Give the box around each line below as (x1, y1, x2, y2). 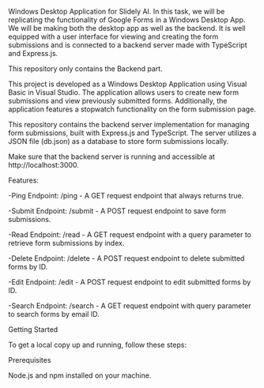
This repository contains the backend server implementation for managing (8, 120, 251, 129)
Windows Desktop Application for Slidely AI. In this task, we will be (8, 7, 225, 16)
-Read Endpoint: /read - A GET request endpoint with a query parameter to (8, 230, 251, 239)
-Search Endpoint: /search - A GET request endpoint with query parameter (8, 301, 251, 311)
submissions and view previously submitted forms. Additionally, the (8, 96, 228, 105)
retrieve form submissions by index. (8, 239, 125, 247)
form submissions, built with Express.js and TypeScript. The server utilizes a (8, 128, 257, 137)
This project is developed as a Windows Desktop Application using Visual (8, 79, 247, 89)
